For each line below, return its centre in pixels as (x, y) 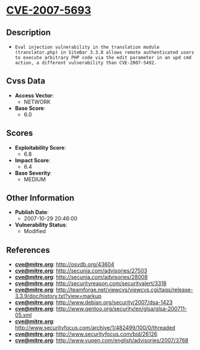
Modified (35, 231)
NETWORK (37, 101)
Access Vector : (34, 95)
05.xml (23, 315)
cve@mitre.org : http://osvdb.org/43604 (64, 264)
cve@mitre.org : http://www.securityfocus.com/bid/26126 (86, 334)
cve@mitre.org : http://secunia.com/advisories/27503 (81, 271)
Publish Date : (32, 212)
